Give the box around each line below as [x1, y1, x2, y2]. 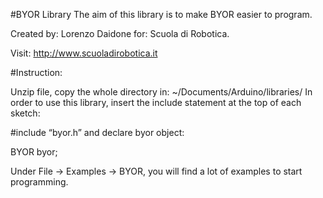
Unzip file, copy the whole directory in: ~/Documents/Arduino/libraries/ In [10, 86, 313, 98]
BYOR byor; [10, 146, 58, 158]
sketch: [10, 107, 41, 119]
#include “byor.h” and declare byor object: [10, 127, 185, 138]
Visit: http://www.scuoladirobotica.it [10, 47, 158, 59]
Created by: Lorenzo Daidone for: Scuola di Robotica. [10, 28, 230, 39]
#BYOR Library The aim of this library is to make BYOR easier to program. [10, 9, 313, 20]
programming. [10, 176, 69, 188]
